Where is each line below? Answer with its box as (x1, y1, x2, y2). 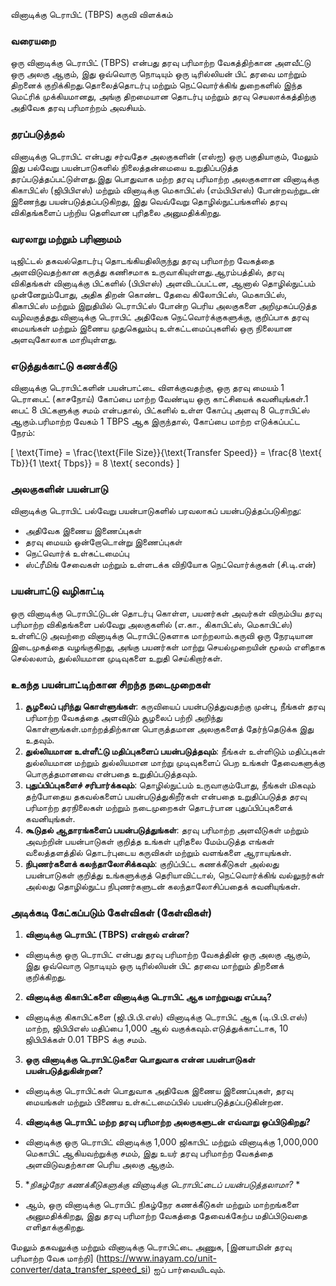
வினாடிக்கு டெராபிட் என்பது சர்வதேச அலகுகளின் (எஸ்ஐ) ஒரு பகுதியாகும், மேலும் (10, 150, 318, 162)
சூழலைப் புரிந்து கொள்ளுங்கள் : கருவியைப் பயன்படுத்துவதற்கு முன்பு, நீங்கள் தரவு (24, 700, 325, 713)
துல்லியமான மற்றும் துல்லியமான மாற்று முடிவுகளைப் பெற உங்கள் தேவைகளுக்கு (24, 757, 326, 769)
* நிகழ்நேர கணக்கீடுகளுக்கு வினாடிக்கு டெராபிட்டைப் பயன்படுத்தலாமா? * (24, 1179, 301, 1191)
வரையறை (10, 34, 57, 48)
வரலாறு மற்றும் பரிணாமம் (10, 232, 122, 246)
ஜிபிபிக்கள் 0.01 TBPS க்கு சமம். (24, 1034, 147, 1046)
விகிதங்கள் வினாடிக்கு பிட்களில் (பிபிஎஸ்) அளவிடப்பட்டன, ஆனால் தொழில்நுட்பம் (10, 277, 316, 289)
